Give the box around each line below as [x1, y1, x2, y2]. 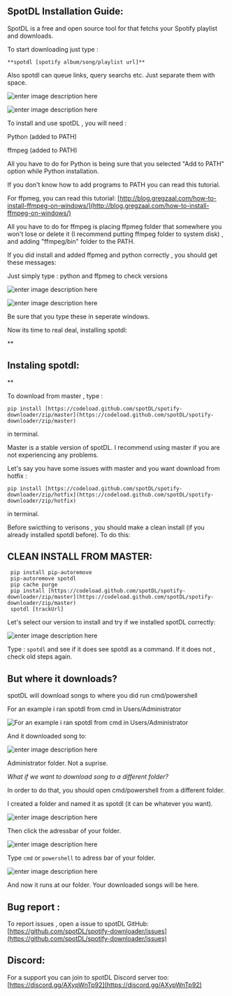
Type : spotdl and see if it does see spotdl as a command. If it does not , [7, 645, 216, 654]
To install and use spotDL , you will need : [7, 119, 127, 127]
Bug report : [7, 901, 61, 913]
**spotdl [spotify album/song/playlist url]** [7, 59, 145, 66]
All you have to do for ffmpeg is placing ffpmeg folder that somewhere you [7, 222, 222, 230]
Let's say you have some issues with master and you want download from [7, 464, 220, 472]
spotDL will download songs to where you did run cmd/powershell [7, 691, 198, 700]
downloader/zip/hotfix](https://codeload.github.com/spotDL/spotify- [7, 491, 215, 498]
